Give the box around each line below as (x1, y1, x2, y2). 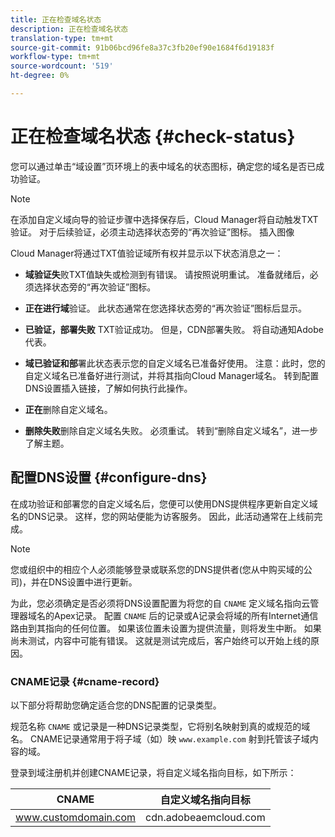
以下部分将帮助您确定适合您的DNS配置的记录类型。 (10, 699, 222, 711)
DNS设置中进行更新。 (48, 576, 138, 588)
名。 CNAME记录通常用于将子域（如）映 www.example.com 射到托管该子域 (10, 732, 310, 745)
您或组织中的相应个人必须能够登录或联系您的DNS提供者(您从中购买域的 (10, 563, 304, 575)
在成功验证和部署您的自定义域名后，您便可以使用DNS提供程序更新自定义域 (10, 497, 318, 510)
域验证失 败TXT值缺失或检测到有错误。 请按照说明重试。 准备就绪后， (24, 268, 310, 280)
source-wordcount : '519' (10, 61, 114, 71)
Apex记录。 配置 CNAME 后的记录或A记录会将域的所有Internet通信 (53, 609, 319, 621)
